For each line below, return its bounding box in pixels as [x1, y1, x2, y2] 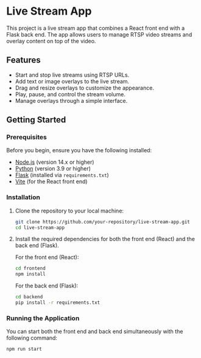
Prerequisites [6, 133, 47, 141]
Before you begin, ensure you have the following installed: [6, 147, 152, 154]
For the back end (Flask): [15, 282, 79, 290]
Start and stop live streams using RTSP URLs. [15, 71, 130, 79]
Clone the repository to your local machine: [15, 207, 124, 214]
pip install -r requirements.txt [15, 300, 100, 306]
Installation [6, 193, 41, 202]
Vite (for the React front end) [15, 178, 88, 185]
